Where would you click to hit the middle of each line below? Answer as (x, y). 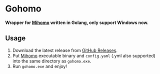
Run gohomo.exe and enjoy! (40, 66)
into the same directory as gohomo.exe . (52, 61)
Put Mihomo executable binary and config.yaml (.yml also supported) (84, 55)
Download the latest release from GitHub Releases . (65, 50)
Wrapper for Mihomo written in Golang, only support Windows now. (77, 22)
